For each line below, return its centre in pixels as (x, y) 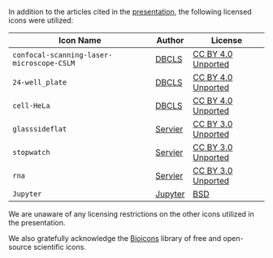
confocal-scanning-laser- (63, 55)
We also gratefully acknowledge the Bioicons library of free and (115, 238)
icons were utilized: (41, 20)
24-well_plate (40, 82)
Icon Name (80, 40)
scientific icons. (60, 247)
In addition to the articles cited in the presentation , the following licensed (130, 12)
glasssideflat (40, 129)
